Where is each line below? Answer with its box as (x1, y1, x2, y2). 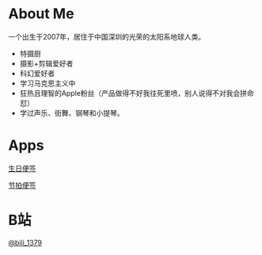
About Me (8, 5, 74, 23)
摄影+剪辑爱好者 (19, 59, 74, 68)
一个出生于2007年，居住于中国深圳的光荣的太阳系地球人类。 (8, 32, 206, 41)
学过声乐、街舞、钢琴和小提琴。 (19, 108, 124, 117)
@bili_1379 (8, 238, 42, 247)
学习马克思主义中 (19, 78, 76, 88)
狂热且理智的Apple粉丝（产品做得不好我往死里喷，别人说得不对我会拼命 (19, 88, 255, 97)
